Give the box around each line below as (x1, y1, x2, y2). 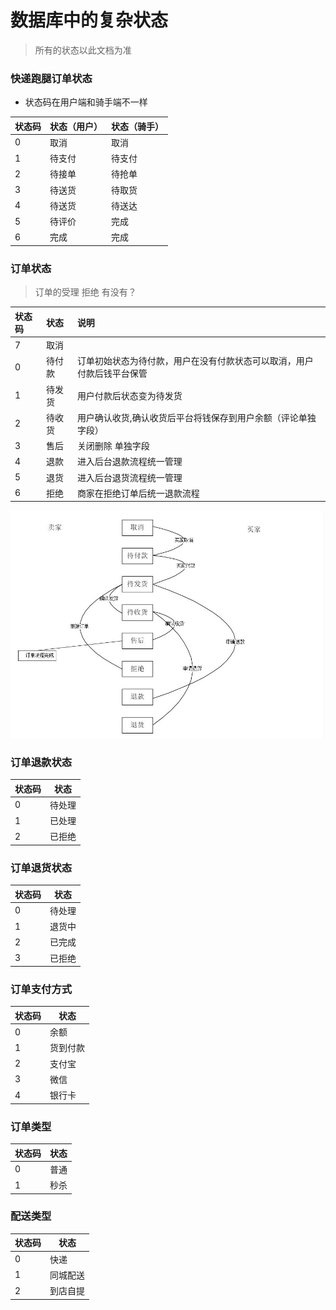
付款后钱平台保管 (76, 367, 148, 380)
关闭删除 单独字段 (76, 440, 150, 452)
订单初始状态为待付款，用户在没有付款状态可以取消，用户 (76, 355, 314, 367)
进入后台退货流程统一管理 (76, 471, 183, 483)
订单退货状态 (10, 861, 73, 875)
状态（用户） (49, 120, 103, 132)
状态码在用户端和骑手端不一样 (24, 96, 148, 108)
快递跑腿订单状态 (10, 71, 93, 85)
